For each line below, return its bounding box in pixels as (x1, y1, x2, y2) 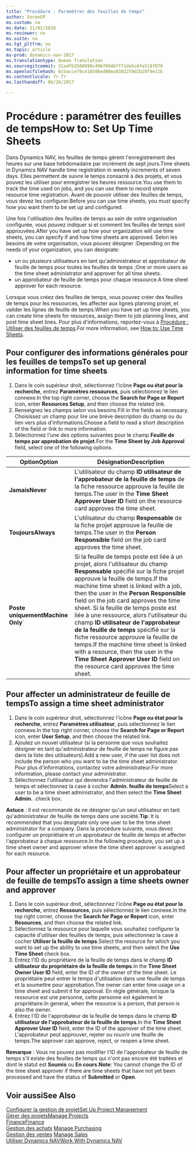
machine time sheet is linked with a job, (74, 582, 182, 590)
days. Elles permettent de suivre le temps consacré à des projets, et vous (6, 172, 183, 179)
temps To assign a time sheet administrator (6, 699, 164, 709)
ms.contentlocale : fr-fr (6, 74, 66, 80)
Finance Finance (6, 1118, 45, 1125)
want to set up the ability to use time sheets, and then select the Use (14, 944, 180, 951)
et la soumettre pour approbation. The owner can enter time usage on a (14, 981, 185, 988)
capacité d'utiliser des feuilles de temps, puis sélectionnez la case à (14, 932, 178, 939)
